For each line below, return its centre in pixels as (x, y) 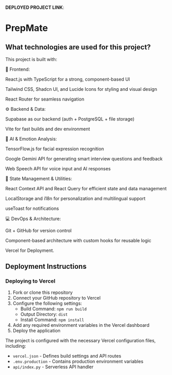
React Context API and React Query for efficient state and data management (86, 189)
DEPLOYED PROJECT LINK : (35, 7)
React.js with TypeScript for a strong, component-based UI (68, 79)
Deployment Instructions (46, 267)
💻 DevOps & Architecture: (33, 219)
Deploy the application (36, 330)
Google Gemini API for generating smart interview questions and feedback (84, 159)
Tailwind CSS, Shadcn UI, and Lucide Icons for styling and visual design (81, 89)
